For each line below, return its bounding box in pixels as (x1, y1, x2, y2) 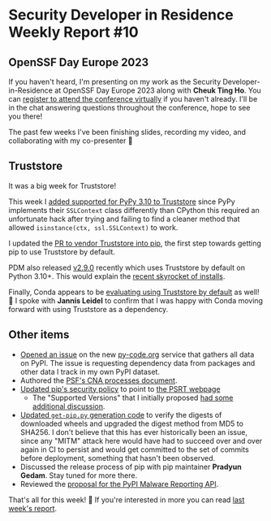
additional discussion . (32, 401, 105, 411)
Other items (8, 328, 70, 342)
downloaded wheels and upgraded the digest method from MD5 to (19, 419, 243, 428)
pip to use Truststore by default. (8, 246, 116, 257)
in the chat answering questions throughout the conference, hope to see (8, 103, 251, 112)
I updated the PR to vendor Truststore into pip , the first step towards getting (8, 238, 262, 248)
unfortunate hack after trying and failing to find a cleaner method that (8, 214, 241, 224)
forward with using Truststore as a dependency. (8, 304, 169, 314)
